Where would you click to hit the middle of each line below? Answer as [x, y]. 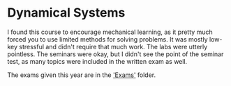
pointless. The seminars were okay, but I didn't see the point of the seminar [115, 54]
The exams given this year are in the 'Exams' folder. [82, 75]
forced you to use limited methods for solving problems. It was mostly [107, 39]
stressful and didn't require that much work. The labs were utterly [113, 46]
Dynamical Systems [66, 13]
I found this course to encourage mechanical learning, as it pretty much [110, 32]
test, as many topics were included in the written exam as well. [97, 61]
